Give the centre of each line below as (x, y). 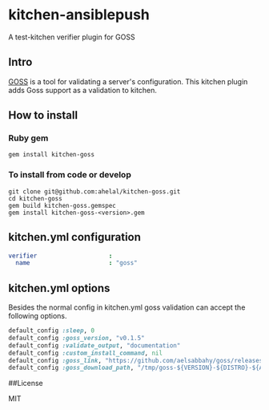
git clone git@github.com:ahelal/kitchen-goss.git (94, 191)
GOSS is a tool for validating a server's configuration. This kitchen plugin (128, 81)
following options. (38, 316)
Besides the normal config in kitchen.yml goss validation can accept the (127, 307)
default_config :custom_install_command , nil (85, 353)
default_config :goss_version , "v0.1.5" (77, 338)
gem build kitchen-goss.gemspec (62, 205)
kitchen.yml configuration (75, 237)
